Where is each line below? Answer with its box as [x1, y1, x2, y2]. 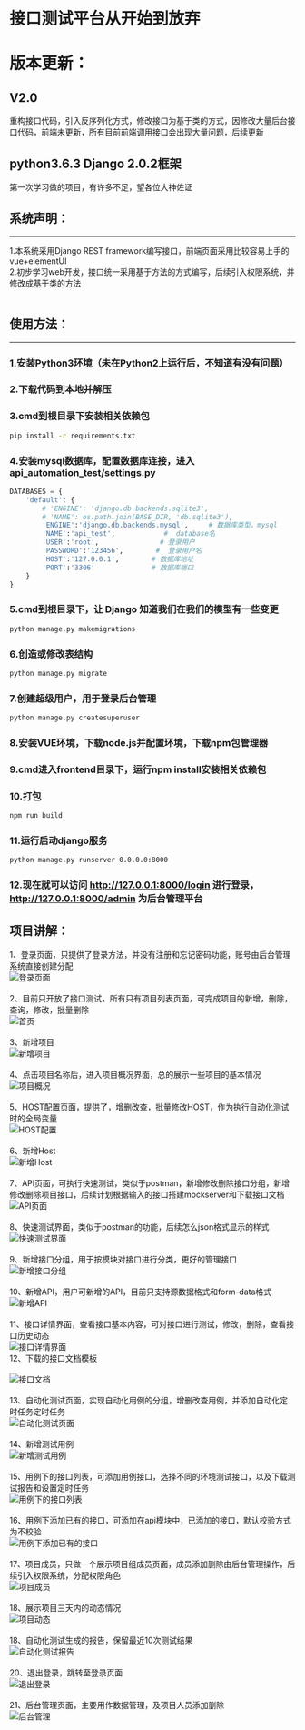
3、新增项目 [9, 1036, 54, 1047]
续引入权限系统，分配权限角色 [9, 1570, 121, 1581]
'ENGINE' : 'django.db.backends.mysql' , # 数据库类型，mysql [42, 520, 279, 530]
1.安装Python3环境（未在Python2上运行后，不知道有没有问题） [9, 357, 289, 369]
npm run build [9, 811, 64, 820]
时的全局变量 [9, 1112, 57, 1123]
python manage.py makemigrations [9, 624, 136, 633]
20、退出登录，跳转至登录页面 [9, 1666, 123, 1678]
